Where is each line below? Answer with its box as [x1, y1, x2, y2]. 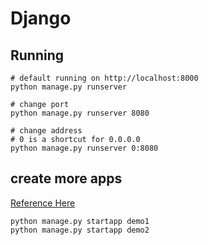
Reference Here [10, 197, 76, 209]
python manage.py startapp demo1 [10, 216, 150, 226]
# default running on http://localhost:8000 [10, 73, 199, 83]
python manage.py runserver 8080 [10, 108, 150, 118]
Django [10, 7, 72, 30]
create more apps [10, 170, 123, 187]
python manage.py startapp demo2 [10, 225, 150, 235]
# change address [10, 126, 83, 136]
